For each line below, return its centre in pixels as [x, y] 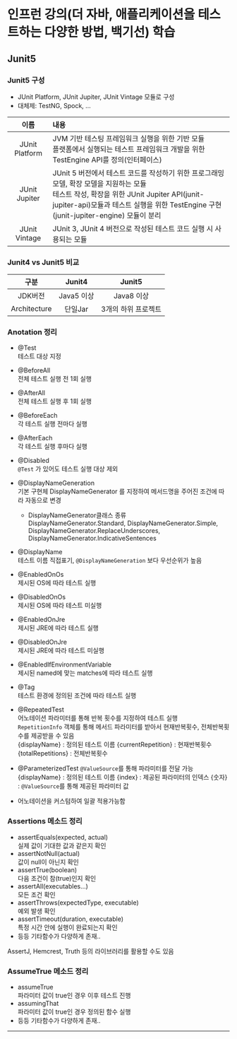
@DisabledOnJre [42, 642]
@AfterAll [31, 393]
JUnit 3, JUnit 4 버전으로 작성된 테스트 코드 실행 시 [133, 228]
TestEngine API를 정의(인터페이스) [107, 160]
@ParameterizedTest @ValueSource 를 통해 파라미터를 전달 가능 [105, 768]
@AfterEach [35, 438]
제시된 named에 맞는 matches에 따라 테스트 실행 [85, 673]
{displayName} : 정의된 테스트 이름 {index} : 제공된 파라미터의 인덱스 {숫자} [122, 777]
